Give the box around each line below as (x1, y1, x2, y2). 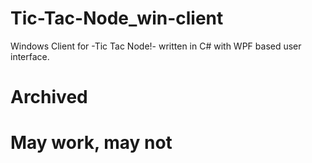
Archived (10, 86, 88, 109)
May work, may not (10, 132, 173, 154)
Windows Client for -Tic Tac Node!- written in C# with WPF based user (10, 40, 302, 52)
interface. (10, 50, 50, 62)
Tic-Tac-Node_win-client (10, 7, 224, 30)
